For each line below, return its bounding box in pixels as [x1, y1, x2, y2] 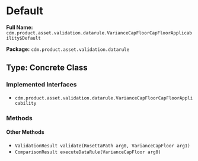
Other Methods [6, 128, 44, 136]
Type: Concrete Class [6, 63, 88, 73]
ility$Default [6, 35, 41, 41]
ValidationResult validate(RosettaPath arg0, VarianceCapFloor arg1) [14, 143, 191, 149]
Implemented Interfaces [6, 80, 77, 89]
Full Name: [6, 24, 33, 31]
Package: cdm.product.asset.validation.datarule [6, 46, 130, 53]
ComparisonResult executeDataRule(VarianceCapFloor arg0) [14, 149, 161, 155]
